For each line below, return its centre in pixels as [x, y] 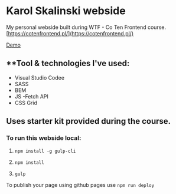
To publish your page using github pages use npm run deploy [80, 185]
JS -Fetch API [32, 96]
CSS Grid [26, 103]
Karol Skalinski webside [66, 11]
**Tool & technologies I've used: [68, 63]
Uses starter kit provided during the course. [89, 121]
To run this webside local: [44, 138]
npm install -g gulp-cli [45, 152]
